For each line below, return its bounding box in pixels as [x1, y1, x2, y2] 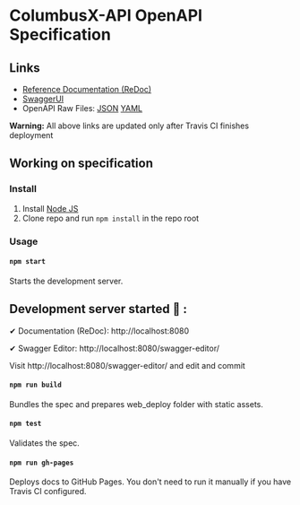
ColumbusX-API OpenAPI [9, 5, 203, 26]
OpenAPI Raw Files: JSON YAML [21, 103, 143, 113]
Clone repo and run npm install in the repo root [21, 213, 200, 223]
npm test [9, 419, 42, 429]
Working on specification [9, 156, 154, 171]
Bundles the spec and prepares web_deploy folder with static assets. [9, 398, 264, 409]
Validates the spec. [9, 438, 81, 448]
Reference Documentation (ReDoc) [21, 84, 152, 94]
